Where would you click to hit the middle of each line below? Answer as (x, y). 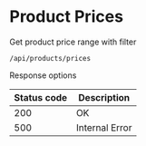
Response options (43, 75)
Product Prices (67, 17)
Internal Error (104, 127)
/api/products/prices (50, 58)
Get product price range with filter (73, 42)
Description (104, 97)
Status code (41, 97)
